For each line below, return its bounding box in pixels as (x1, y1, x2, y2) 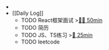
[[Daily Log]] (12, 10, 44, 17)
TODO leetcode (21, 38, 60, 45)
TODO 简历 (21, 24, 49, 31)
